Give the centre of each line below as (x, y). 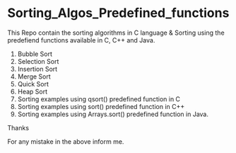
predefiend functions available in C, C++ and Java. (81, 40)
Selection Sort (38, 61)
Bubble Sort (35, 54)
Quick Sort (33, 84)
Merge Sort (34, 76)
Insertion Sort (37, 69)
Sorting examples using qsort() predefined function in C (99, 99)
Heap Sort (33, 91)
